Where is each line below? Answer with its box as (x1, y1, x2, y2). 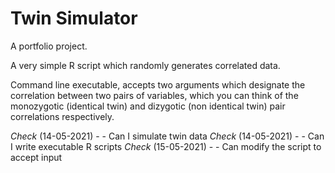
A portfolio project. (10, 40, 88, 52)
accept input (10, 151, 63, 163)
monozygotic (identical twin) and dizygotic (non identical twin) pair (10, 100, 286, 112)
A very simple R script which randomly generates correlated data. (10, 59, 281, 71)
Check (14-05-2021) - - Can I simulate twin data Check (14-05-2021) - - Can (10, 130, 325, 142)
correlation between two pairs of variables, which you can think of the (10, 89, 299, 101)
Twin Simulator (10, 7, 138, 30)
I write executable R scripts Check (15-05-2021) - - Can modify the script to (10, 140, 322, 152)
